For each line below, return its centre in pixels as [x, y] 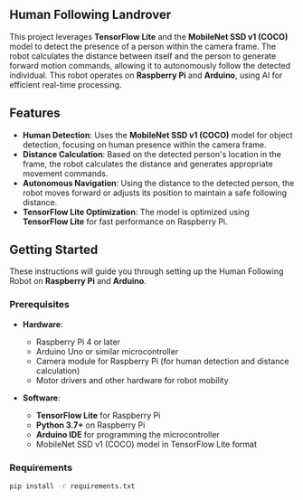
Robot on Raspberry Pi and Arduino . [78, 281]
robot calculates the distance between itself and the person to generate [143, 56]
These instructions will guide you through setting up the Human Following [147, 271]
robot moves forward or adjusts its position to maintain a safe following [155, 193]
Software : [41, 398]
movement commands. [65, 173]
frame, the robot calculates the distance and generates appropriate [147, 164]
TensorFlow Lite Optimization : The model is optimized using [136, 212]
